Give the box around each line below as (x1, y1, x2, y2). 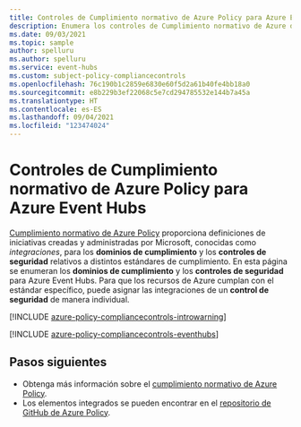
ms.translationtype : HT (9, 96, 99, 106)
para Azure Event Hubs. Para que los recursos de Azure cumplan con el (9, 275, 275, 286)
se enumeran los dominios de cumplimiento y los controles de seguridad (9, 265, 284, 276)
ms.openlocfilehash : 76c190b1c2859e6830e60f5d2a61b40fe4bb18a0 (9, 80, 251, 89)
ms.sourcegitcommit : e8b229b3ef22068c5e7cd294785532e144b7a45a (9, 88, 251, 97)
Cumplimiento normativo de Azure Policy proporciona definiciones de (9, 227, 266, 238)
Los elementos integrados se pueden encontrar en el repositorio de (21, 397, 271, 408)
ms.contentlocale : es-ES (9, 105, 102, 114)
